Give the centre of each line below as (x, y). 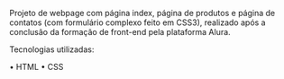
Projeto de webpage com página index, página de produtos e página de (142, 13)
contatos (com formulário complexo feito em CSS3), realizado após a (137, 22)
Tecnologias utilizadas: (52, 49)
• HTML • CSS (37, 67)
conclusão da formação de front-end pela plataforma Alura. (120, 32)
